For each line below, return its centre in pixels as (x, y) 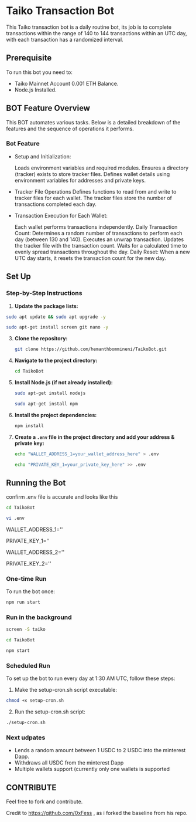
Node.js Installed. (35, 90)
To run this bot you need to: (39, 72)
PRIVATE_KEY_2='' (29, 563)
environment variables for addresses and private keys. (80, 180)
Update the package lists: (47, 306)
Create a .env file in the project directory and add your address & (94, 437)
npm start (18, 651)
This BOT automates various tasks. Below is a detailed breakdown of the (93, 122)
